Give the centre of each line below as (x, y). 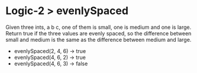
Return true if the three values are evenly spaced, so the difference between (98, 33)
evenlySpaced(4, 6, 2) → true (50, 57)
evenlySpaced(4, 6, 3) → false (51, 64)
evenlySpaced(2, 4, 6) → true (50, 51)
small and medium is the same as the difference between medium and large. (98, 39)
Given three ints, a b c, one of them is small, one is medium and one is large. (98, 27)
